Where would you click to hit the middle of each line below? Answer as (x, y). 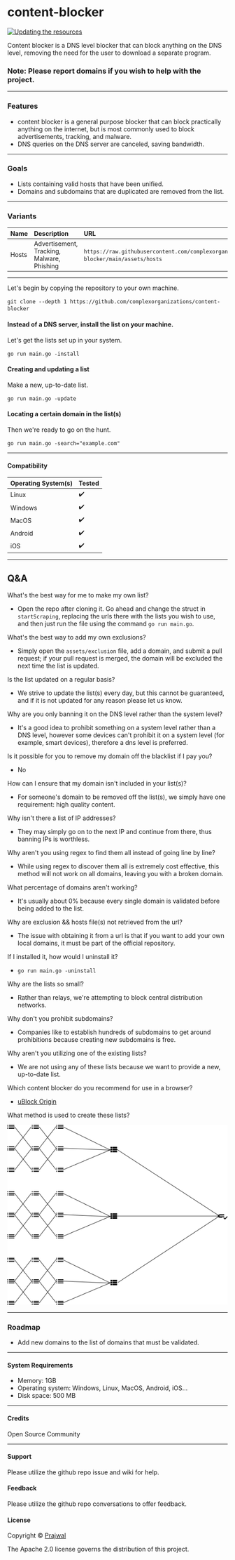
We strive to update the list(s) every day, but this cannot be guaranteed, (121, 693)
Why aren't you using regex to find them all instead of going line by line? (111, 853)
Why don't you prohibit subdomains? (60, 1019)
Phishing (47, 266)
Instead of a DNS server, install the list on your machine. (90, 324)
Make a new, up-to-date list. (48, 385)
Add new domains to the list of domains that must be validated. (108, 1342)
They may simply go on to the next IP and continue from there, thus (114, 832)
